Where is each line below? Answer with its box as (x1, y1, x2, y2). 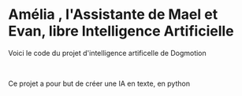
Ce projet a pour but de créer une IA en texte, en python (8, 79, 191, 88)
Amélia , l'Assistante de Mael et (8, 6, 218, 24)
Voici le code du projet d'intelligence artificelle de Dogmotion (8, 48, 207, 57)
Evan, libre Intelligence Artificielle (8, 22, 234, 40)
